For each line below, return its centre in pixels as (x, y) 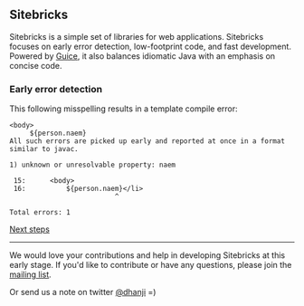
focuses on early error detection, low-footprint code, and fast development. (151, 46)
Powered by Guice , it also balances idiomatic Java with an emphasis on (142, 56)
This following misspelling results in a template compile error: (123, 109)
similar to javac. (44, 149)
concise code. (36, 65)
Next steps (29, 229)
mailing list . (30, 274)
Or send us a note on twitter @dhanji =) (83, 292)
